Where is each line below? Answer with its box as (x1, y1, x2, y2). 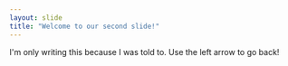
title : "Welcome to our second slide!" (9, 22, 160, 31)
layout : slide (9, 13, 63, 23)
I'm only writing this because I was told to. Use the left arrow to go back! (9, 46, 280, 57)
